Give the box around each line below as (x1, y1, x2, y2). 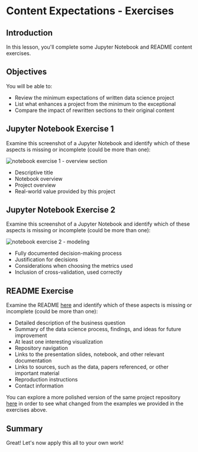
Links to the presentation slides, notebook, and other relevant (14, 351, 164, 358)
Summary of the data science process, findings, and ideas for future (14, 326, 181, 333)
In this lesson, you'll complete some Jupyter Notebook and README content (6, 43, 193, 50)
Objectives (6, 67, 47, 77)
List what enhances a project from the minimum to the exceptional (14, 100, 176, 107)
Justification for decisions (14, 256, 78, 263)
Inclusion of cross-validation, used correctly (14, 268, 122, 276)
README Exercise (6, 286, 74, 296)
